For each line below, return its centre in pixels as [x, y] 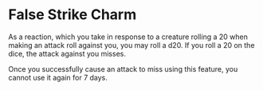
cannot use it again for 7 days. [58, 77]
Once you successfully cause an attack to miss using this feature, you [123, 68]
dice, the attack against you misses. [67, 53]
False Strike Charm [73, 15]
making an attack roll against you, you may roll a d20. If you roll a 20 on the [131, 45]
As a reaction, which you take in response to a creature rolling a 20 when [128, 37]
